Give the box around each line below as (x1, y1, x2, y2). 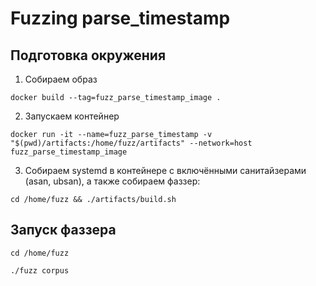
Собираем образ (24, 73, 98, 85)
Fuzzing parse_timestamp (10, 7, 231, 30)
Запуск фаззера (10, 222, 117, 239)
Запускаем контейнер (24, 110, 120, 122)
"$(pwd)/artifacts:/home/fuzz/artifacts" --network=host (10, 138, 253, 148)
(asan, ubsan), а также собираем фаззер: (24, 175, 201, 187)
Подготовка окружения (10, 47, 167, 64)
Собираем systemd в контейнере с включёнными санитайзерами (24, 165, 307, 176)
